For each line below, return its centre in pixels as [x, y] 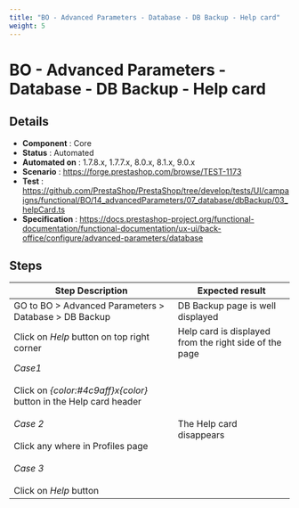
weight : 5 [28, 26]
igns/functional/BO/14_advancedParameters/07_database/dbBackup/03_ [155, 200]
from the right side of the [230, 342]
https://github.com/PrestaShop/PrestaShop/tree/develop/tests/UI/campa [155, 190]
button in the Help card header [78, 402]
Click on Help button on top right [81, 337]
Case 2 [29, 424]
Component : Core [57, 143]
